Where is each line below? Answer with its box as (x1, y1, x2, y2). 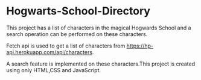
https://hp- (126, 42, 154, 49)
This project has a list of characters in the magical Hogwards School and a (6, 24, 191, 31)
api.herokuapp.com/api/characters (6, 48, 92, 55)
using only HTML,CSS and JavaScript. (6, 66, 101, 73)
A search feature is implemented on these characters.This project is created (6, 60, 196, 67)
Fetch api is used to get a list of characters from (6, 42, 126, 49)
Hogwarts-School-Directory (6, 4, 151, 18)
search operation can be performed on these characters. (6, 30, 148, 37)
